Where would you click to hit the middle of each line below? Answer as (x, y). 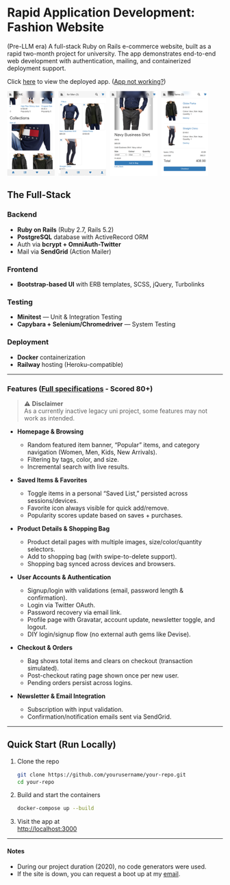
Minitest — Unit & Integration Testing (69, 317)
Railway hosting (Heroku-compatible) (70, 364)
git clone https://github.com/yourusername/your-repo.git (101, 774)
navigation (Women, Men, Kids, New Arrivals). (92, 452)
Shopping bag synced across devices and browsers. (101, 563)
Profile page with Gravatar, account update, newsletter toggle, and (121, 619)
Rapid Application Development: (101, 13)
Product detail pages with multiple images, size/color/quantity (114, 541)
